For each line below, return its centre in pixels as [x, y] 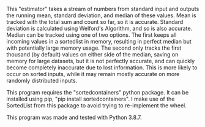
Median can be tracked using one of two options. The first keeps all [91, 35]
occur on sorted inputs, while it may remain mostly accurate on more [93, 74]
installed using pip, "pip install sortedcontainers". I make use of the [91, 99]
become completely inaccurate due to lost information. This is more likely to [102, 67]
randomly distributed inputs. [42, 80]
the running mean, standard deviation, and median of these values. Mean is [102, 15]
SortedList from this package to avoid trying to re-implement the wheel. [96, 106]
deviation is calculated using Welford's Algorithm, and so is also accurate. [99, 28]
